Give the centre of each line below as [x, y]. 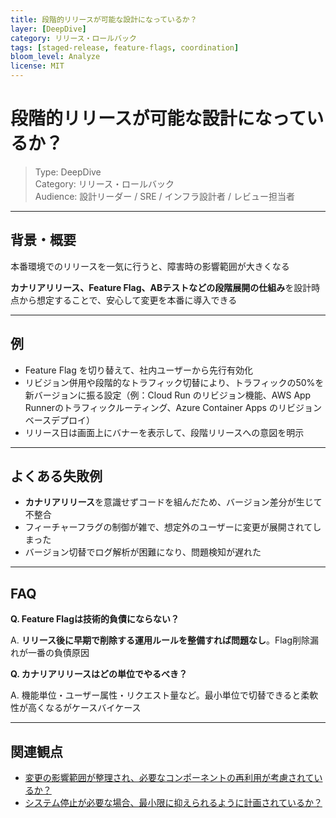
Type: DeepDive [68, 172]
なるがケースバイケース [93, 708]
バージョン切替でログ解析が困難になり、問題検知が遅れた [143, 552]
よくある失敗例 [56, 476]
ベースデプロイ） [60, 420]
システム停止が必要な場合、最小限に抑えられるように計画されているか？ [173, 802]
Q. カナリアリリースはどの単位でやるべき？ [99, 674]
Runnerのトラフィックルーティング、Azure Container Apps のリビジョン [173, 407]
